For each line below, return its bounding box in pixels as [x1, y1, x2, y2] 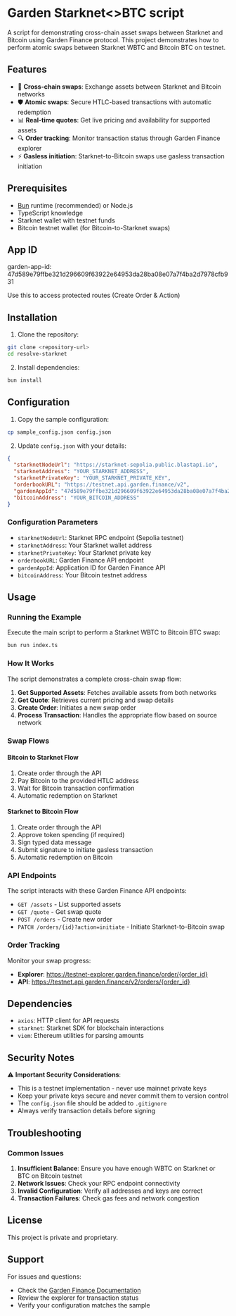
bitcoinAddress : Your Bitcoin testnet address [17, 570, 147, 579]
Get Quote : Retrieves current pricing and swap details [17, 696, 174, 704]
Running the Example [7, 613, 82, 622]
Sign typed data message [17, 838, 92, 846]
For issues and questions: [7, 1272, 82, 1281]
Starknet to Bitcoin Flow [7, 808, 79, 816]
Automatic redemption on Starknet [17, 791, 118, 800]
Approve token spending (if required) [17, 830, 125, 839]
